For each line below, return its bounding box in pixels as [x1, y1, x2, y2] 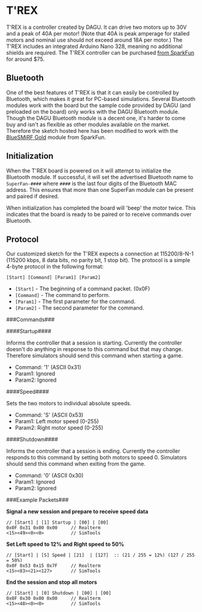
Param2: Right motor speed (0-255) [14, 424, 103, 432]
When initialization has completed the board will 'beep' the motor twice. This [6, 204, 196, 211]
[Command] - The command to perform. [14, 292, 110, 299]
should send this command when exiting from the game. [6, 461, 146, 468]
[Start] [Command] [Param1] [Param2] [6, 275, 101, 281]
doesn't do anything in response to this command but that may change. [6, 346, 183, 353]
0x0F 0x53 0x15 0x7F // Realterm [6, 563, 101, 569]
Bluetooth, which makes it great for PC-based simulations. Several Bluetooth [6, 95, 195, 102]
